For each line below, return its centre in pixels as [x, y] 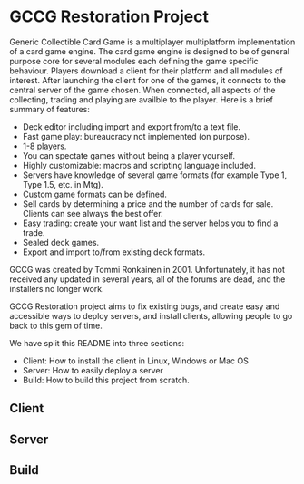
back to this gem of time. [56, 325]
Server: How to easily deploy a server [93, 370]
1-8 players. [44, 146]
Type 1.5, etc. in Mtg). [63, 184]
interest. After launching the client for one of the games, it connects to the [147, 80]
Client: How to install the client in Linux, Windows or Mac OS [136, 361]
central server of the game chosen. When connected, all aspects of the [142, 90]
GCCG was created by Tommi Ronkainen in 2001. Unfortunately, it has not [147, 269]
